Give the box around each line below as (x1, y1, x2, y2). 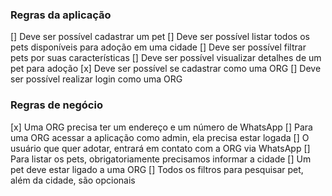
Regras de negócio (10, 98, 103, 112)
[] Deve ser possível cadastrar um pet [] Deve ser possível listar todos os (10, 31, 310, 43)
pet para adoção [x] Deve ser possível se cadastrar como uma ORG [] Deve (10, 63, 322, 75)
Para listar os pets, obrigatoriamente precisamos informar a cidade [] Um (10, 153, 312, 165)
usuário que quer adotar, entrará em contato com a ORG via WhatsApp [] (10, 142, 311, 154)
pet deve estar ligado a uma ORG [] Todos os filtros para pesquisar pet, (10, 163, 304, 175)
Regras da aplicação (10, 8, 112, 22)
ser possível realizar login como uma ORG (10, 73, 183, 85)
